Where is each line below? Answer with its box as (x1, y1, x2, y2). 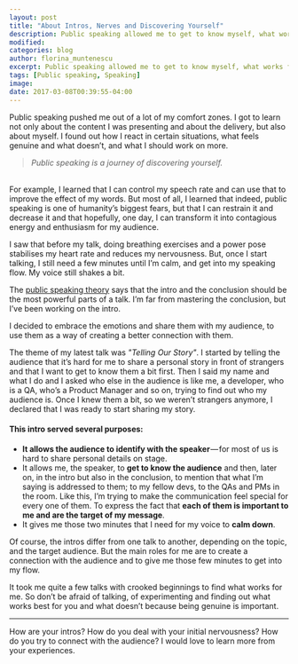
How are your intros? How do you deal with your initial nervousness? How (9, 626, 278, 636)
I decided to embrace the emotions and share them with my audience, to (9, 320, 275, 331)
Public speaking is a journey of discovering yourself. (30, 157, 223, 168)
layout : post (9, 12, 58, 22)
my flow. (9, 565, 41, 575)
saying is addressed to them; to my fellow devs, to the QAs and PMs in (21, 481, 280, 492)
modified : (9, 37, 46, 47)
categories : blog (9, 46, 74, 55)
